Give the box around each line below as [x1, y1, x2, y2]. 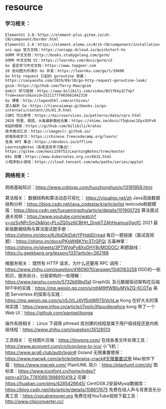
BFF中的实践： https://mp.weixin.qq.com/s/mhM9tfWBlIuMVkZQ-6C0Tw [5, 285, 153, 291]
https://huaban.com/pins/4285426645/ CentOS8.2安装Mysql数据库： [5, 380, 148, 386]
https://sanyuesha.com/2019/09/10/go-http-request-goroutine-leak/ [5, 78, 148, 83]
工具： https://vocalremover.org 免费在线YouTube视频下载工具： [9, 393, 140, 399]
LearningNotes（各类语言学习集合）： [5, 145, 73, 150]
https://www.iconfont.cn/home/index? [18, 368, 96, 374]
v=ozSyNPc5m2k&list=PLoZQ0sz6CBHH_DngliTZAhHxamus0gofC [5, 220, 142, 226]
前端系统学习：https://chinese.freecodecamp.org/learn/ [5, 134, 118, 139]
